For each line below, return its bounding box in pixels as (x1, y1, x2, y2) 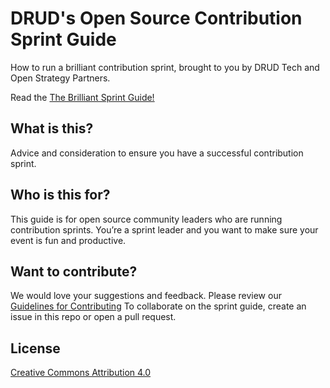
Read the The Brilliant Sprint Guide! (10, 91, 155, 103)
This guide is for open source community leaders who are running (10, 213, 283, 225)
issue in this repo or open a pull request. (10, 311, 177, 323)
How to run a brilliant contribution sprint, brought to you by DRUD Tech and (10, 61, 320, 73)
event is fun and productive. (10, 234, 127, 246)
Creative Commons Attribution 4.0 (10, 367, 152, 379)
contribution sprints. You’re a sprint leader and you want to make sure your (10, 223, 319, 236)
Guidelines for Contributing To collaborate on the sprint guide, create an (10, 300, 307, 312)
